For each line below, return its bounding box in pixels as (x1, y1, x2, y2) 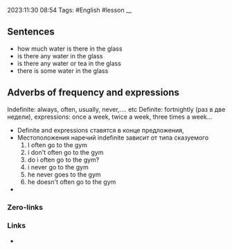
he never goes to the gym (27, 170, 102, 178)
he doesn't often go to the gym (27, 177, 116, 186)
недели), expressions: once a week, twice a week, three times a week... (7, 112, 213, 121)
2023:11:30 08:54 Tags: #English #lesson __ (7, 6, 132, 14)
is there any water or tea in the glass (17, 59, 121, 67)
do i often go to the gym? (27, 156, 100, 164)
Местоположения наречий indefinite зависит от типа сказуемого (17, 133, 209, 142)
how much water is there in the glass (17, 44, 123, 53)
